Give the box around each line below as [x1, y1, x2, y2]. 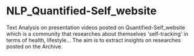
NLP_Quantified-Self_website [6, 4, 157, 18]
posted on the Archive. [6, 43, 63, 50]
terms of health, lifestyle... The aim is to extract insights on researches [6, 36, 181, 43]
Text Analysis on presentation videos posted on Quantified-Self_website [6, 24, 186, 31]
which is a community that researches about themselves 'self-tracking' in [6, 30, 189, 37]
